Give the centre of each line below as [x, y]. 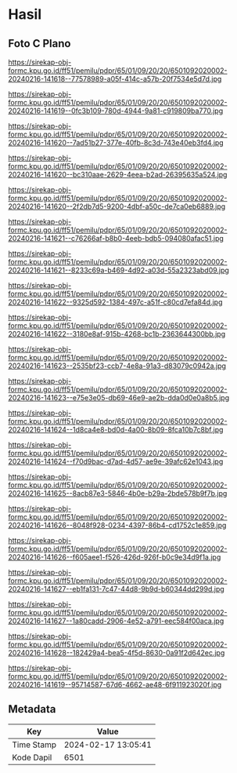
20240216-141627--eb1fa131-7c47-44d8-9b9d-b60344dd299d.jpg [116, 589]
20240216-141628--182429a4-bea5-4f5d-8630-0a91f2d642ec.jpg [117, 653]
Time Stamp [34, 745]
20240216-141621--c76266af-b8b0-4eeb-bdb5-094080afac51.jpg [116, 238]
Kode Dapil [32, 757]
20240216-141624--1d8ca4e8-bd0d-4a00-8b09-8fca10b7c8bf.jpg [116, 430]
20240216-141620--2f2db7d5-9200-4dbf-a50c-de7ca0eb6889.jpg [117, 206]
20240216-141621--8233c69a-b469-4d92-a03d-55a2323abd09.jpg [118, 270]
